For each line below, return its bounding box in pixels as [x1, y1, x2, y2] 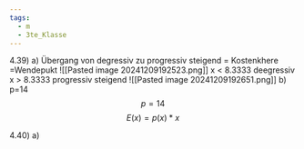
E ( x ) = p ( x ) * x [126, 113, 180, 124]
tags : [9, 13, 30, 23]
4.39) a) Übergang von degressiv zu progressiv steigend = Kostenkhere [9, 55, 279, 66]
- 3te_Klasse [17, 30, 67, 39]
